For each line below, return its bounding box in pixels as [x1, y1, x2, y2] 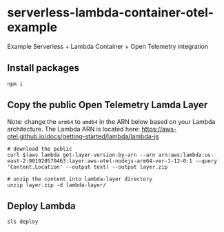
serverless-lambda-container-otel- [7, 5, 214, 21]
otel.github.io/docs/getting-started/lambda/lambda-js [7, 132, 159, 140]
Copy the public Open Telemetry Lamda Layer [7, 99, 208, 111]
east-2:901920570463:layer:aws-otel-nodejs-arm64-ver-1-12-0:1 [7, 157, 193, 165]
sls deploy [7, 218, 39, 225]
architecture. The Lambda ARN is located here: [7, 125, 141, 133]
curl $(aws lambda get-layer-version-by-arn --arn [7, 151, 156, 158]
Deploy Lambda [7, 200, 76, 211]
